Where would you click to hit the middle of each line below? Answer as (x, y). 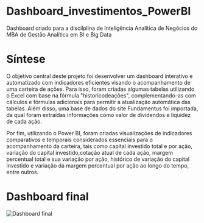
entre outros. (23, 172)
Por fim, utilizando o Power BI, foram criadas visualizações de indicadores (99, 133)
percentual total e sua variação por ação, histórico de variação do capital (98, 159)
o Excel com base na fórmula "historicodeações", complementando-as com (101, 95)
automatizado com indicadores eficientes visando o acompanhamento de (98, 82)
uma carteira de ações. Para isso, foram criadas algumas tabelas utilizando (100, 89)
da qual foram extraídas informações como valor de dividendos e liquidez (99, 115)
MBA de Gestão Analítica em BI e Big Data (59, 34)
